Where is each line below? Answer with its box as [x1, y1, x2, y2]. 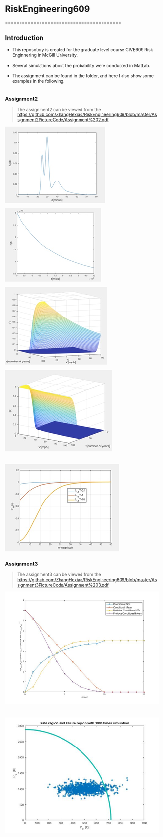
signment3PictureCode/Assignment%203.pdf [17, 582, 109, 588]
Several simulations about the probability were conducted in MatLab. [12, 62, 151, 68]
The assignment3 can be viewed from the [17, 571, 101, 577]
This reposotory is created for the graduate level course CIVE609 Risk [12, 46, 153, 52]
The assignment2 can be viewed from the [17, 107, 101, 113]
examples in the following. [12, 78, 65, 84]
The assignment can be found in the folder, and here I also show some [12, 72, 154, 79]
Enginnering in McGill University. [12, 52, 78, 58]
